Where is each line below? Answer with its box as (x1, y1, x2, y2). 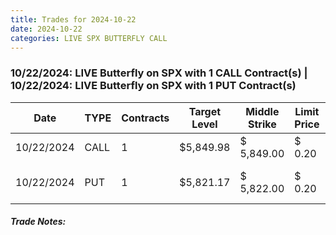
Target (188, 104, 222, 118)
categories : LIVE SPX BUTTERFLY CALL (10, 33, 168, 43)
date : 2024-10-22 (10, 24, 83, 34)
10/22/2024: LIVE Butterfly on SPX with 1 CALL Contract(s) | (10, 66, 308, 80)
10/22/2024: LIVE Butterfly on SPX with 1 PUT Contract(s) (10, 79, 297, 93)
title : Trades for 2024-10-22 (10, 14, 137, 25)
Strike (247, 117, 277, 131)
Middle (245, 104, 280, 118)
